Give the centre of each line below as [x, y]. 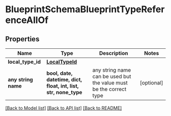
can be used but [112, 76]
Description [113, 53]
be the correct [109, 89]
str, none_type [64, 92]
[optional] [151, 83]
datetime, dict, [64, 80]
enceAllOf [27, 20]
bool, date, [60, 73]
